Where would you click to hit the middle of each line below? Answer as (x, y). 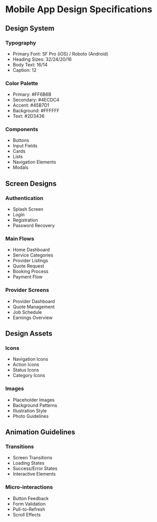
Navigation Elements (34, 162)
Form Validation (29, 504)
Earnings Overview (32, 317)
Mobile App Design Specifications (79, 9)
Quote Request (28, 266)
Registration (25, 220)
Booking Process (30, 271)
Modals (21, 167)
